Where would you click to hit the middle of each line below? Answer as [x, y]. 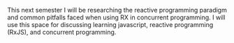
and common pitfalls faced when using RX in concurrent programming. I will [116, 17]
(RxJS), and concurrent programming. [62, 32]
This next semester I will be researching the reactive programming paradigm [117, 10]
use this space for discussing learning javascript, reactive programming [110, 25]
